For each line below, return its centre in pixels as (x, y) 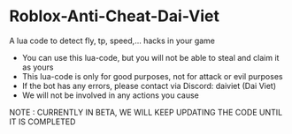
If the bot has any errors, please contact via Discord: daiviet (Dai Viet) (149, 86)
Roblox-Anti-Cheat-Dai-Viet (114, 16)
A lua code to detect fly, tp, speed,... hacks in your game (112, 41)
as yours (38, 67)
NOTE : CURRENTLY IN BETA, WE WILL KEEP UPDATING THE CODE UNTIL (146, 112)
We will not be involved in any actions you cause (110, 95)
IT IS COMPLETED (42, 122)
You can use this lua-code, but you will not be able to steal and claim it (150, 57)
